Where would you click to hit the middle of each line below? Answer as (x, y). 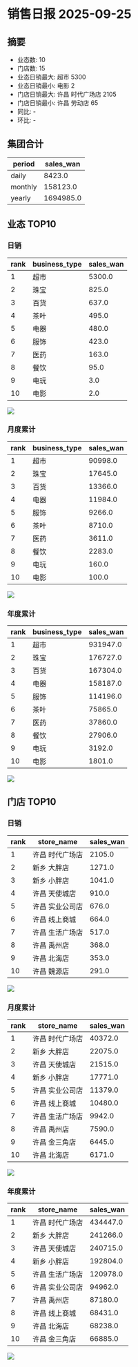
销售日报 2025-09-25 (69, 14)
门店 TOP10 (32, 802)
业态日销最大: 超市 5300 (51, 77)
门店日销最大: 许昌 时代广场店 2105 (67, 94)
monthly (24, 187)
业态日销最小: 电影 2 (46, 86)
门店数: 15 (31, 68)
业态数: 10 (31, 60)
